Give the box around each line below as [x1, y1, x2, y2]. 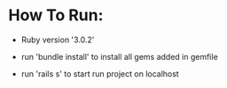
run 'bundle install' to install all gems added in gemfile [20, 51, 218, 62]
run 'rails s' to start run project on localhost [20, 68, 179, 79]
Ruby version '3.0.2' [20, 34, 95, 45]
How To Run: [8, 5, 104, 26]
